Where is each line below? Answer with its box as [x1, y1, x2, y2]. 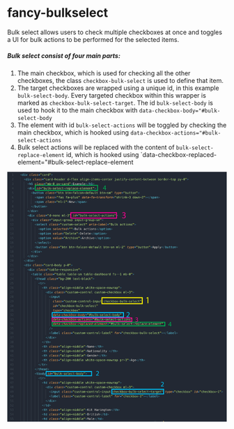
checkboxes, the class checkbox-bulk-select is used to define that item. [17, 76, 224, 84]
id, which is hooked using [65, 150, 139, 158]
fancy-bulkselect [7, 5, 109, 21]
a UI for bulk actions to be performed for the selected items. [7, 35, 180, 43]
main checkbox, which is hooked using [17, 128, 129, 137]
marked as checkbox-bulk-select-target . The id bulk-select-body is [17, 98, 214, 107]
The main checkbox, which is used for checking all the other [17, 68, 191, 77]
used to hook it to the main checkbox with [17, 106, 138, 114]
